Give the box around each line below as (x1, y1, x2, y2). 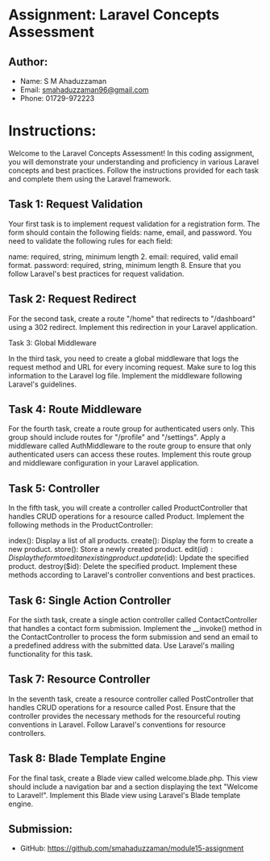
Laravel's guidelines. (8, 379, 77, 389)
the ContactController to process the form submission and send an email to (8, 632, 259, 642)
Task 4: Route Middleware (8, 402, 143, 416)
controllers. (8, 728, 47, 738)
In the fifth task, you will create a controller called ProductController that (8, 503, 248, 513)
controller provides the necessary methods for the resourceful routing (8, 711, 241, 721)
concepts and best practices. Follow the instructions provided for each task (8, 165, 260, 175)
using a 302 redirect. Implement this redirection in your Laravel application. (8, 322, 258, 332)
